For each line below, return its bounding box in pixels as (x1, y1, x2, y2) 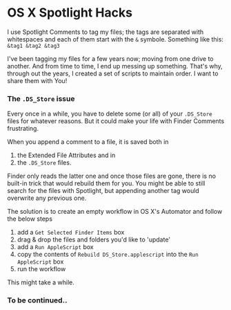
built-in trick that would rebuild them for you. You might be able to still (7, 179, 205, 188)
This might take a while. (7, 278, 74, 286)
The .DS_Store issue (7, 93, 75, 103)
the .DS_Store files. (17, 158, 72, 167)
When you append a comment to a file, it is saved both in (7, 138, 169, 146)
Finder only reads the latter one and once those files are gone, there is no (7, 172, 216, 181)
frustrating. (7, 125, 39, 133)
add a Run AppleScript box (17, 243, 94, 251)
